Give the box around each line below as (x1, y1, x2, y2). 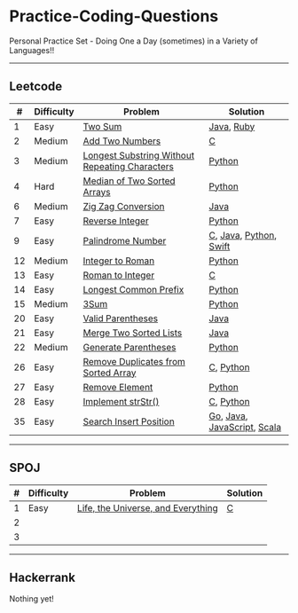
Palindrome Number (82, 234, 167, 247)
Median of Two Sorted (82, 175, 176, 187)
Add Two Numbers (82, 135, 161, 147)
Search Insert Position (82, 415, 175, 428)
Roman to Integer (82, 269, 155, 281)
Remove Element (82, 381, 153, 393)
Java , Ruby (208, 120, 255, 132)
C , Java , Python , (208, 229, 278, 241)
